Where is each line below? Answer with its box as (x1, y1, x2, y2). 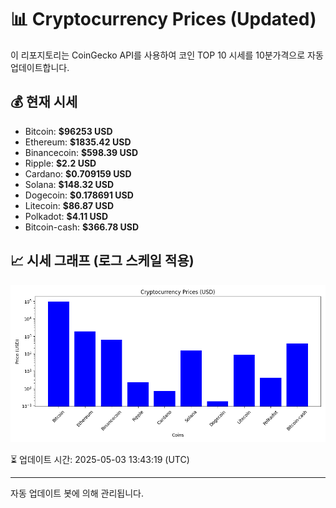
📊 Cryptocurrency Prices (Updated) (10, 8, 317, 31)
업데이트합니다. (10, 61, 70, 73)
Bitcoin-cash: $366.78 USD (24, 221, 140, 233)
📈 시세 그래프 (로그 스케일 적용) (10, 252, 195, 270)
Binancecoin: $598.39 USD (24, 146, 139, 158)
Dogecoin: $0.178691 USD (24, 189, 134, 201)
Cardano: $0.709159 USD (24, 167, 132, 180)
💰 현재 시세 (10, 94, 78, 111)
